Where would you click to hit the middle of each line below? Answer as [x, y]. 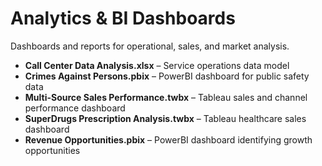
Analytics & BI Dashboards [123, 18]
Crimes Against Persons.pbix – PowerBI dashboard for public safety [167, 76]
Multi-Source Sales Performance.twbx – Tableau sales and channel [166, 97]
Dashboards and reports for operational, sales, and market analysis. [150, 46]
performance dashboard [75, 108]
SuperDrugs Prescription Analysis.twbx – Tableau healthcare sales [165, 118]
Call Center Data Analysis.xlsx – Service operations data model [157, 65]
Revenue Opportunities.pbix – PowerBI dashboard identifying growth [168, 139]
